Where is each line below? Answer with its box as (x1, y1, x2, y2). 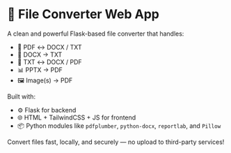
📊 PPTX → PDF (17, 66, 63, 74)
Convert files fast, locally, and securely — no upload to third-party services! (7, 138, 225, 146)
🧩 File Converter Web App (7, 6, 160, 22)
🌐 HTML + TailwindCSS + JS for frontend (17, 113, 136, 122)
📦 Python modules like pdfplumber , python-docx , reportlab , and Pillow (17, 122, 221, 130)
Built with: (7, 92, 36, 101)
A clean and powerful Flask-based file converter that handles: (7, 29, 184, 38)
